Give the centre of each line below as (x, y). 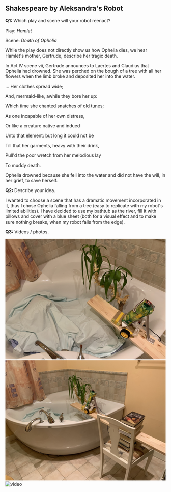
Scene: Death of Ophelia (31, 40)
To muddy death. (23, 165)
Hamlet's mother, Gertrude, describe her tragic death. (62, 56)
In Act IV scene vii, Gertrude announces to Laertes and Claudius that (77, 65)
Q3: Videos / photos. (27, 232)
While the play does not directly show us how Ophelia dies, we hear (76, 50)
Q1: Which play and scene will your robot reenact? (58, 20)
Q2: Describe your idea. (31, 190)
